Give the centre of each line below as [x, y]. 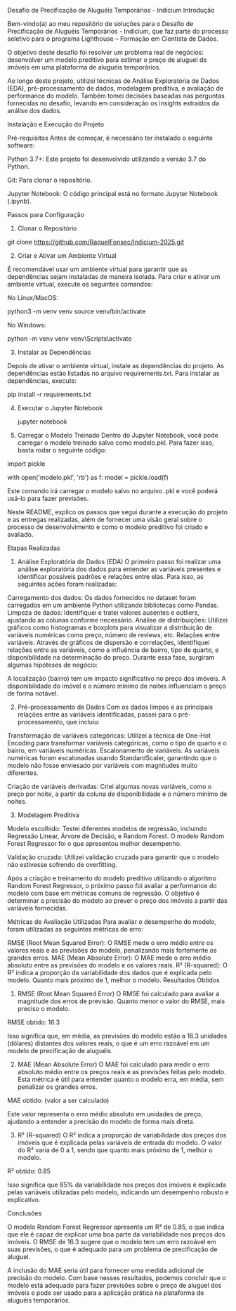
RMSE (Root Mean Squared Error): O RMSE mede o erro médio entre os [111, 943]
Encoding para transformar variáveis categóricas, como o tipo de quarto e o [117, 743]
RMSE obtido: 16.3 [34, 1022]
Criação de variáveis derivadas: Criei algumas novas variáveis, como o [110, 787]
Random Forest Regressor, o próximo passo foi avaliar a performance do [112, 886]
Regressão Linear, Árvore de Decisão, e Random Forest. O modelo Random [116, 836]
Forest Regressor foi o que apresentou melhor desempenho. [94, 843]
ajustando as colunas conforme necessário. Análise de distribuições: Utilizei [118, 620]
